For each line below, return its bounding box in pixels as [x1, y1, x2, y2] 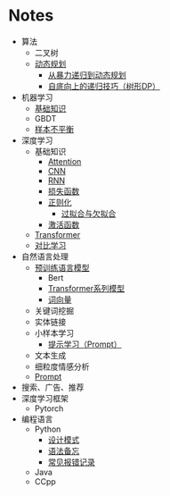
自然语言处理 [20, 251, 69, 262]
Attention [47, 156, 82, 166]
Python [34, 424, 61, 434]
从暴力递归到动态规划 [47, 69, 126, 80]
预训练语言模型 [34, 262, 90, 273]
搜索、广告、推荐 [20, 382, 85, 392]
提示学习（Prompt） [47, 339, 122, 349]
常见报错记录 [47, 457, 95, 467]
